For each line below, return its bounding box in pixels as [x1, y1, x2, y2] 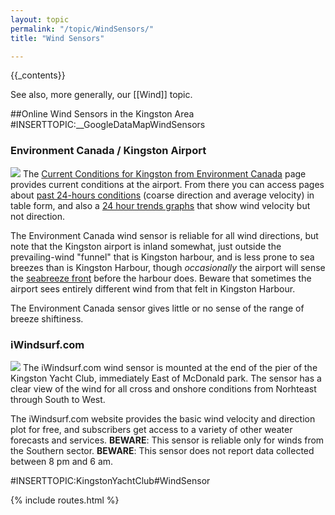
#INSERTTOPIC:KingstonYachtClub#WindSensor [10, 474, 211, 486]
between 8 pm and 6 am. [10, 455, 114, 467]
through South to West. [10, 393, 106, 405]
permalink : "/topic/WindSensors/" [10, 24, 155, 34]
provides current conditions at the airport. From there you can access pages [10, 178, 325, 190]
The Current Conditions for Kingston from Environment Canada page [22, 167, 307, 180]
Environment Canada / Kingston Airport [10, 144, 207, 158]
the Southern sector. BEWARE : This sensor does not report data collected [10, 444, 315, 456]
